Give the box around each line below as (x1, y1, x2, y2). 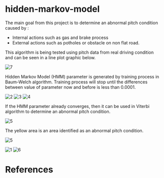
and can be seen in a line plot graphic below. (5, 54, 96, 60)
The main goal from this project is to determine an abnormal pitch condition (5, 20, 159, 26)
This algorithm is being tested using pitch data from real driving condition (5, 49, 154, 55)
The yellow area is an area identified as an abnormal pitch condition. (5, 127, 144, 134)
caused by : (5, 25, 29, 31)
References (5, 164, 53, 176)
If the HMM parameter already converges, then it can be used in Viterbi (5, 103, 150, 109)
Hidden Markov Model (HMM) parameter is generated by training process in (5, 73, 159, 79)
